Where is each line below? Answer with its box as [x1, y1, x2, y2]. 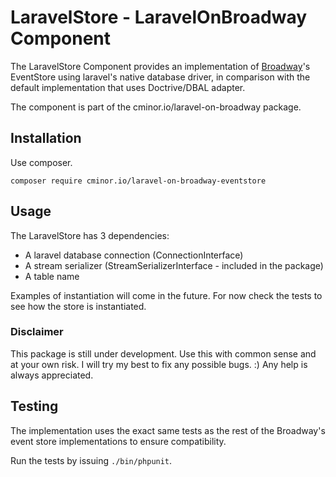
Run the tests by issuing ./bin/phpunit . [10, 454, 173, 466]
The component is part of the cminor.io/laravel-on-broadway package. [10, 101, 302, 113]
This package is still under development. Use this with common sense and [10, 347, 317, 360]
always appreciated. [10, 369, 94, 381]
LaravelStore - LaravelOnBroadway [10, 6, 308, 29]
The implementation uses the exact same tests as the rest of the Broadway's [10, 424, 326, 436]
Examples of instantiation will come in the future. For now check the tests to [10, 289, 323, 301]
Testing [10, 398, 59, 415]
